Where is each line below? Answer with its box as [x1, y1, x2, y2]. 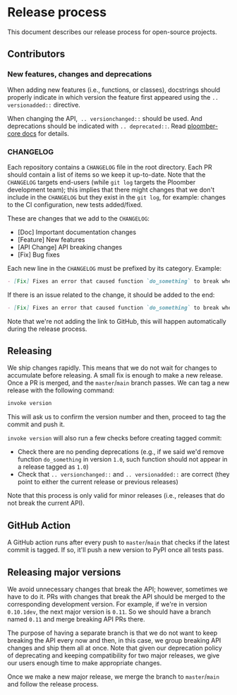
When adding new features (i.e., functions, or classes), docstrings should [7, 86, 221, 94]
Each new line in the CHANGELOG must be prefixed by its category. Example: [7, 264, 222, 272]
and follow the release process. [7, 679, 99, 688]
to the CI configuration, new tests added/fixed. [7, 200, 143, 209]
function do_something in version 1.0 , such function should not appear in [17, 455, 228, 464]
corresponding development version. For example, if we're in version [7, 600, 207, 608]
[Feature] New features [17, 235, 85, 244]
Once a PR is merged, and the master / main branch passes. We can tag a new [7, 379, 230, 387]
